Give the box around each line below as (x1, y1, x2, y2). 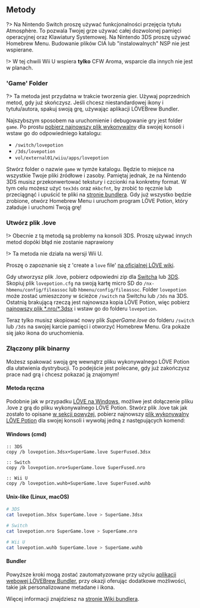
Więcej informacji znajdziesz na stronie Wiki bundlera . (6, 595, 140, 602)
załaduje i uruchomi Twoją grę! (6, 203, 82, 211)
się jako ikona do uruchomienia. (6, 329, 84, 337)
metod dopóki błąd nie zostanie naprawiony (6, 239, 114, 246)
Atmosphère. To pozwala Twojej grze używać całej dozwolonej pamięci (6, 27, 182, 34)
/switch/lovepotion (14, 142, 64, 148)
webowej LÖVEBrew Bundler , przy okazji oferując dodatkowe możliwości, (6, 577, 187, 584)
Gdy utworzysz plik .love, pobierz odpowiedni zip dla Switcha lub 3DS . (6, 273, 180, 281)
